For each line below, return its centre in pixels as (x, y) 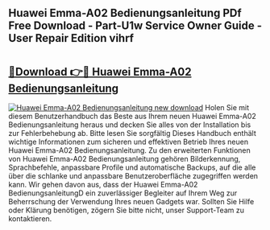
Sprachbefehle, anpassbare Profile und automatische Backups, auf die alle (132, 167)
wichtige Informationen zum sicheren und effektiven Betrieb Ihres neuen (128, 142)
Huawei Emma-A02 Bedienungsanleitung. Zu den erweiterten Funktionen (130, 150)
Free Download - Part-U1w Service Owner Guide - (135, 26)
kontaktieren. (30, 219)
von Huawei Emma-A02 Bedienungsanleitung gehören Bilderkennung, (125, 159)
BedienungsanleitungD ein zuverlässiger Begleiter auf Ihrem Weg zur (123, 193)
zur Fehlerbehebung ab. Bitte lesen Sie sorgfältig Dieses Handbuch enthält (132, 133)
